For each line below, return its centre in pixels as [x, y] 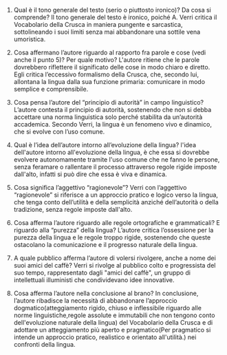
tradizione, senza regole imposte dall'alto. [73, 209]
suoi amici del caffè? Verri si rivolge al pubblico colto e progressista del [115, 265]
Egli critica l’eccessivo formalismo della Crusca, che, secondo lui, [106, 74]
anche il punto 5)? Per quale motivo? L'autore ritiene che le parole [107, 60]
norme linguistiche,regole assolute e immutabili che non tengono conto [114, 315]
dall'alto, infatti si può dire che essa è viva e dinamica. [90, 174]
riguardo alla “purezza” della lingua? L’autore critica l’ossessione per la [113, 230]
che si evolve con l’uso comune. [59, 131]
